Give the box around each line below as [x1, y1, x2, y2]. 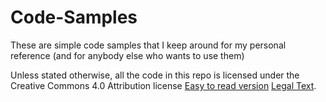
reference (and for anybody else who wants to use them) [10, 49, 245, 61]
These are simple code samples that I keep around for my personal [10, 39, 287, 51]
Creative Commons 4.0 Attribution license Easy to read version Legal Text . [10, 79, 317, 91]
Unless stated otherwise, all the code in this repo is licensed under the [10, 69, 300, 81]
